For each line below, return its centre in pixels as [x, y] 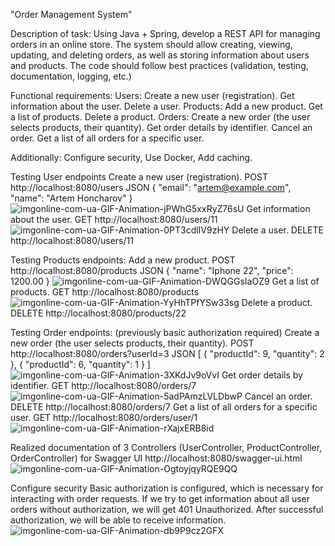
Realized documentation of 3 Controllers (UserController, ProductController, [166, 447]
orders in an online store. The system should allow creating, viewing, [151, 44]
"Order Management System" [71, 14]
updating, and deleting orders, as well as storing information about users [160, 55]
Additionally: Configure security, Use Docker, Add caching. [131, 157]
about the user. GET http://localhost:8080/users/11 [114, 219]
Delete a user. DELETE [277, 230]
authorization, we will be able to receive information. [118, 520]
